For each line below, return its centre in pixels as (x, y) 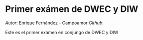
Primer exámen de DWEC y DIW (72, 9)
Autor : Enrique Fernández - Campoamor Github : (54, 23)
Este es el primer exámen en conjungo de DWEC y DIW (62, 32)
